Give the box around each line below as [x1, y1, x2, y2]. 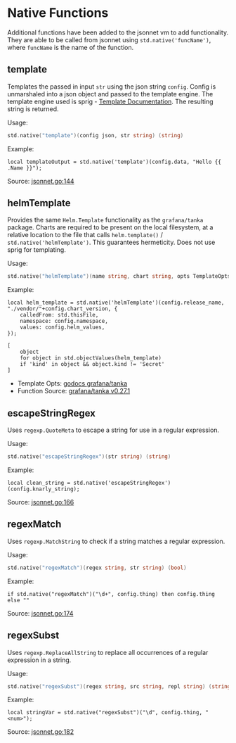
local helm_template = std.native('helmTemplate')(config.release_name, [7, 299, 225, 307]
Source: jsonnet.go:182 [7, 728, 74, 736]
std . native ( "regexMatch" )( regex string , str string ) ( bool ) [7, 564, 188, 571]
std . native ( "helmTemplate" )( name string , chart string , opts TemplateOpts [7, 273, 231, 280]
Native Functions [7, 5, 109, 21]
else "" [7, 597, 30, 604]
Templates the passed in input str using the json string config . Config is [7, 82, 216, 91]
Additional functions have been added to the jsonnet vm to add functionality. [7, 28, 229, 37]
